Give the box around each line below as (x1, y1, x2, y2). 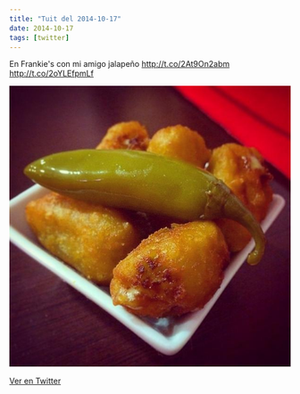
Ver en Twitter (9, 375, 62, 387)
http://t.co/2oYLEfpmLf (9, 68, 94, 79)
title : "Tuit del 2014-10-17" (9, 14, 122, 23)
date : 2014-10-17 (9, 23, 74, 33)
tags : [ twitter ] (9, 33, 70, 42)
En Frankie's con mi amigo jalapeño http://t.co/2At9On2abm (9, 59, 230, 70)
